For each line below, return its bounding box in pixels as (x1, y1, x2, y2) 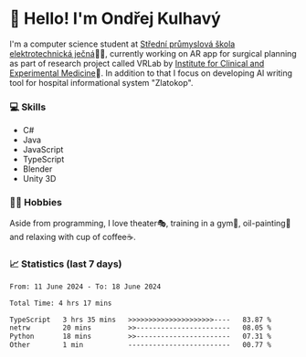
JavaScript (22, 144, 64, 155)
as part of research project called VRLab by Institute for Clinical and (9, 58, 265, 68)
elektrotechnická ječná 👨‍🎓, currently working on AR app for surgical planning (9, 47, 297, 58)
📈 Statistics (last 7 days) (9, 257, 122, 270)
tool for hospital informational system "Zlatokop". (9, 77, 194, 88)
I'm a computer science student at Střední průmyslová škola (9, 38, 236, 49)
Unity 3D (22, 173, 57, 184)
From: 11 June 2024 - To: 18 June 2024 (9, 282, 162, 291)
